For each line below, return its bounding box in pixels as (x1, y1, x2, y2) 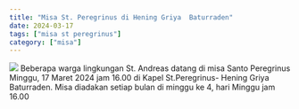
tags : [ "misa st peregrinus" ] (9, 29, 122, 38)
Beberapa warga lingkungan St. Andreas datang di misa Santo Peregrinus (20, 63, 291, 74)
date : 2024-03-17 (9, 21, 74, 30)
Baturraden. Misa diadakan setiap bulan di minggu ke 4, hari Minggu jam (9, 82, 276, 93)
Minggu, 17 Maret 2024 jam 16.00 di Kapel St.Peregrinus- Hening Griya (9, 73, 270, 83)
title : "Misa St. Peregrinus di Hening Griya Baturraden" (9, 12, 234, 22)
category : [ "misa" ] (9, 37, 82, 47)
